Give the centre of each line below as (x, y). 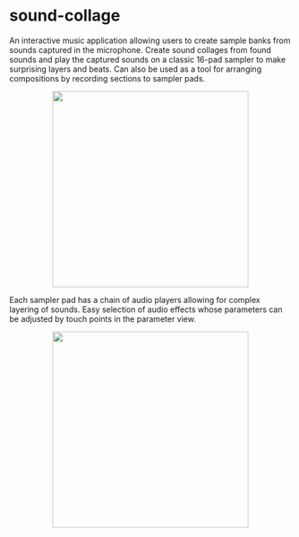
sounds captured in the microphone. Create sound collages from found (140, 49)
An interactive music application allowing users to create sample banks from (150, 40)
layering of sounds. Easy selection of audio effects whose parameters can (146, 309)
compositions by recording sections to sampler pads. (107, 78)
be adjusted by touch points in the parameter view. (103, 318)
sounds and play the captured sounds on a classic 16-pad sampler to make (148, 59)
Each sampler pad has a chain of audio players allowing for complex (135, 299)
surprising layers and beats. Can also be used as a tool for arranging (136, 69)
